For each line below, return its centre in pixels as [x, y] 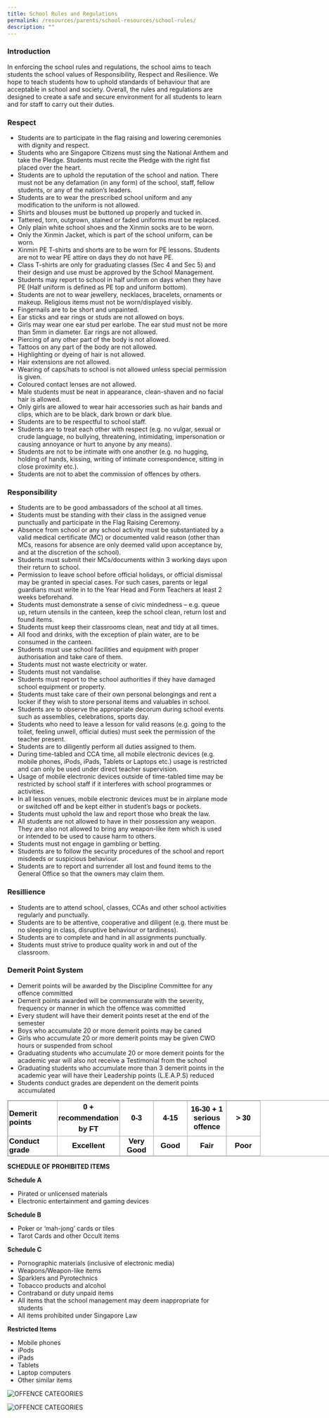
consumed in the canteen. [55, 642]
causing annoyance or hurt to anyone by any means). [95, 444]
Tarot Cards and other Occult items [68, 1236]
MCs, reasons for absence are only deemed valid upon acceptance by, [120, 545]
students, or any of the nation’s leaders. [75, 190]
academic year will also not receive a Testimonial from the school [112, 1060]
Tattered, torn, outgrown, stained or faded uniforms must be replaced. [119, 219]
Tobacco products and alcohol [62, 1285]
